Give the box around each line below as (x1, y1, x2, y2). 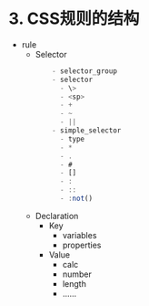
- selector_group (52, 66, 117, 76)
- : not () (59, 194, 93, 204)
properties (62, 239, 102, 250)
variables (62, 229, 97, 240)
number (62, 269, 93, 280)
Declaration (35, 210, 79, 221)
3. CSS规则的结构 (8, 8, 140, 29)
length (62, 278, 87, 289)
